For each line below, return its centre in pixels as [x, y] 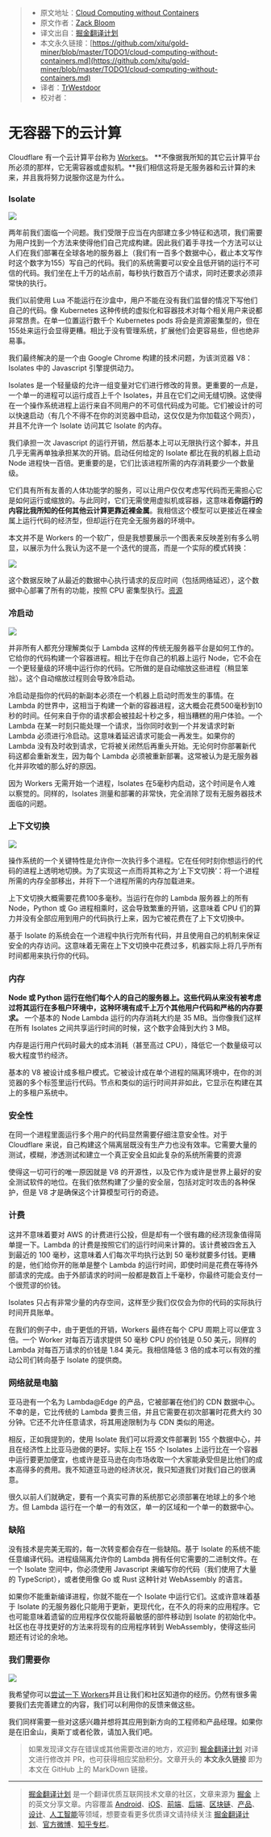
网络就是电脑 [33, 1383]
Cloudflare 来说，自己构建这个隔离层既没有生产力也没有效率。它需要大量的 [133, 1145]
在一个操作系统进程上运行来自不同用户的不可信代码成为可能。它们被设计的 [132, 405]
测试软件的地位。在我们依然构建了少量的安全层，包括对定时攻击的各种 [131, 1182]
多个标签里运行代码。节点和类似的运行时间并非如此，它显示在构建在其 [146, 1083]
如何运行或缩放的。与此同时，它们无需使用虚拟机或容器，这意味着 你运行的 [139, 500]
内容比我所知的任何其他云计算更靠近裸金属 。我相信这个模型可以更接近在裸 [132, 511]
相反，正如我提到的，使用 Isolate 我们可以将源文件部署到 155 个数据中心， [131, 1439]
